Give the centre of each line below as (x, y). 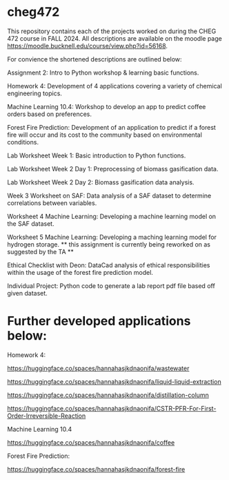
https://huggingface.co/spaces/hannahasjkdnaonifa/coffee (91, 442)
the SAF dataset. (31, 223)
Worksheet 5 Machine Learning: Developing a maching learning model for (112, 237)
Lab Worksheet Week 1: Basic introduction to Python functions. (97, 155)
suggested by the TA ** (41, 251)
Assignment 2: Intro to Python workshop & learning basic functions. (103, 73)
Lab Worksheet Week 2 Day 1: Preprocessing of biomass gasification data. (113, 169)
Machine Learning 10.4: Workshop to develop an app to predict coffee (107, 106)
